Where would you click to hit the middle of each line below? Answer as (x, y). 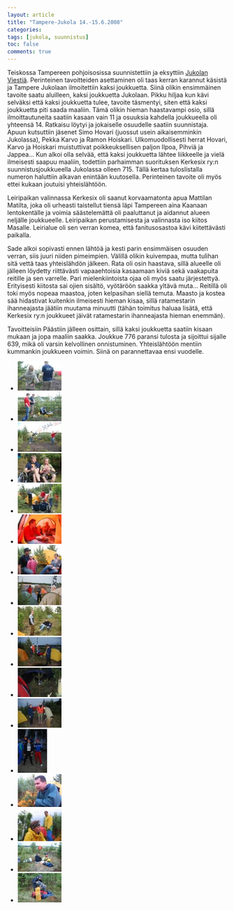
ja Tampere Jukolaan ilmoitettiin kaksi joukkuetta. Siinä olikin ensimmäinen (114, 87)
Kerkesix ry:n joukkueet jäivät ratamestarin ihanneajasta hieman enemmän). (116, 316)
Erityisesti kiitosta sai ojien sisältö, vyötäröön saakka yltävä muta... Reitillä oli (117, 286)
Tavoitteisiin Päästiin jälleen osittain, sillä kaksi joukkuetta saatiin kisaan (110, 329)
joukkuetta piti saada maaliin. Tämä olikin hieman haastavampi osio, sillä (111, 110)
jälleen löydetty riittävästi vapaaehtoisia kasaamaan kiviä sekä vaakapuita (113, 271)
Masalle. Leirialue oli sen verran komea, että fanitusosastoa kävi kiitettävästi (116, 227)
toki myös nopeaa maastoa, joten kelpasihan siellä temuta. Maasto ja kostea (116, 293)
